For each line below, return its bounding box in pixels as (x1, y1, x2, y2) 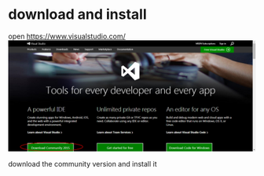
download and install (8, 5, 147, 24)
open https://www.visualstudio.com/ (8, 31, 126, 41)
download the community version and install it (8, 159, 157, 169)
